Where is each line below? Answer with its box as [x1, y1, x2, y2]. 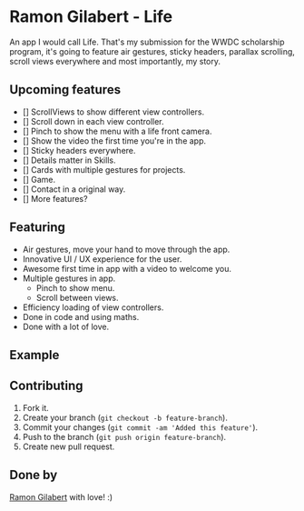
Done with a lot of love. [22, 321, 110, 332]
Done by [9, 467, 58, 483]
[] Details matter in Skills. [22, 155, 116, 165]
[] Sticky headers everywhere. [22, 145, 136, 155]
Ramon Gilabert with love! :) [9, 491, 113, 502]
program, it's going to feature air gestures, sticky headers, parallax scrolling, [9, 45, 295, 56]
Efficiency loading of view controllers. [22, 302, 164, 313]
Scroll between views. [35, 292, 120, 303]
